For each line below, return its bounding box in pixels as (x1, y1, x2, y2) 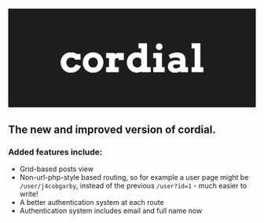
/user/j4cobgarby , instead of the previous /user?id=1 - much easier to (19, 181, 247, 190)
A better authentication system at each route (19, 197, 165, 207)
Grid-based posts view (19, 164, 94, 174)
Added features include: (8, 146, 103, 157)
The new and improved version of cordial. (8, 122, 216, 136)
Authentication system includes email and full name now (19, 206, 203, 215)
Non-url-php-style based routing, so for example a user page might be (19, 172, 249, 181)
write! (19, 189, 38, 199)
